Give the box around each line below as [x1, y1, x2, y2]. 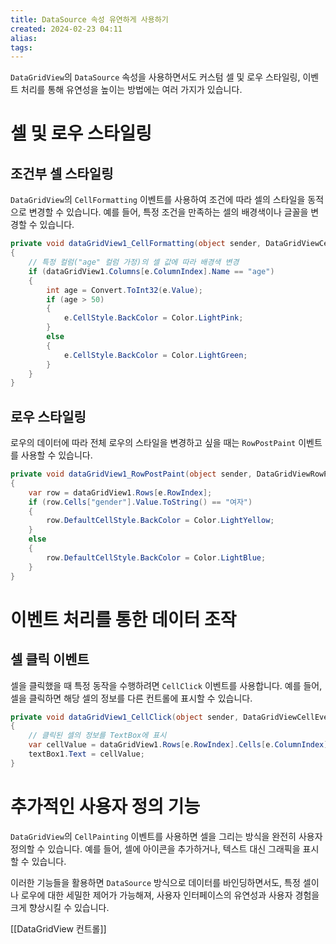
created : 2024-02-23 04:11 [10, 24, 123, 34]
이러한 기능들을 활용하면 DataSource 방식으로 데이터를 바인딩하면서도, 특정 [10, 876, 301, 888]
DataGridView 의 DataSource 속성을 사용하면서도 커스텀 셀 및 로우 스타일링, [10, 71, 301, 83]
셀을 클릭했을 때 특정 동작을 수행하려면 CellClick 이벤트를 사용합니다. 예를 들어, [10, 679, 323, 691]
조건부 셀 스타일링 [10, 165, 114, 182]
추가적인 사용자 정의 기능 [10, 796, 201, 818]
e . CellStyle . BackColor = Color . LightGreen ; [63, 350, 248, 360]
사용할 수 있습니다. [20, 449, 93, 461]
